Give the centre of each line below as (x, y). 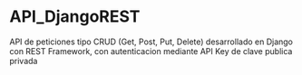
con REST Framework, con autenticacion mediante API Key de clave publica (151, 51)
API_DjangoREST (75, 17)
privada (24, 61)
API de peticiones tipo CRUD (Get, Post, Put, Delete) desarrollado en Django (151, 42)
